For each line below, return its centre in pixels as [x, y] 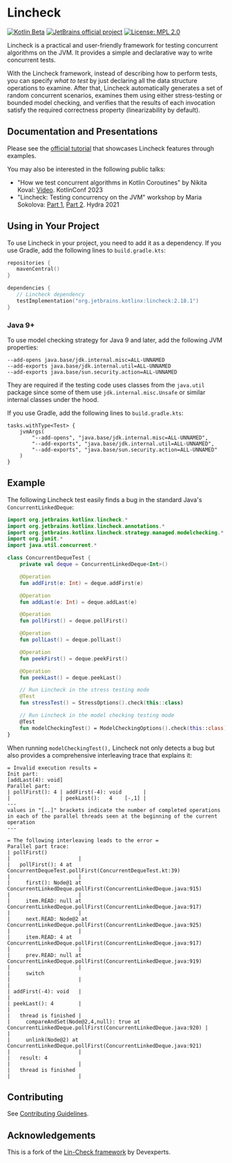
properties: [23, 347]
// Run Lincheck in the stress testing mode [85, 690]
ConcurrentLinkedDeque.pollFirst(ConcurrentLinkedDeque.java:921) [105, 1046]
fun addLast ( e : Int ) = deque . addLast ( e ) [78, 602]
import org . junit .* [35, 539]
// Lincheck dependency [50, 295]
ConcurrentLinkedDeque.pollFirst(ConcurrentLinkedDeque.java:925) [105, 925]
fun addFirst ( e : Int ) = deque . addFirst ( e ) [81, 583]
